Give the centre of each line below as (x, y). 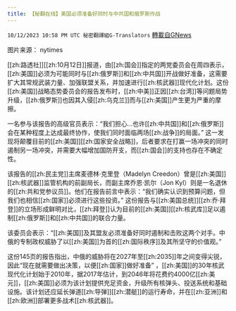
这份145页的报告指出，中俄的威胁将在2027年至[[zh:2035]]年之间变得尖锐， (117, 256)
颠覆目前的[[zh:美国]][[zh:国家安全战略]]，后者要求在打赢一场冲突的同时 (124, 141)
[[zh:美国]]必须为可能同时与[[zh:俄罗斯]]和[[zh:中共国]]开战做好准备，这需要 (117, 73)
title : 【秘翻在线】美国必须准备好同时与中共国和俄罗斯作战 (84, 14)
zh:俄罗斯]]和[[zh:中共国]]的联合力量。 (74, 217)
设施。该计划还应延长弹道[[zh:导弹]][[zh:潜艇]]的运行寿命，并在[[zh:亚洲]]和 (117, 291)
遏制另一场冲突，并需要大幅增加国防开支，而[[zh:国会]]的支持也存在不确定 (115, 150)
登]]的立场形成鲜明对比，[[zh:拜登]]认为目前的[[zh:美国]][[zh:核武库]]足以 (113, 209)
